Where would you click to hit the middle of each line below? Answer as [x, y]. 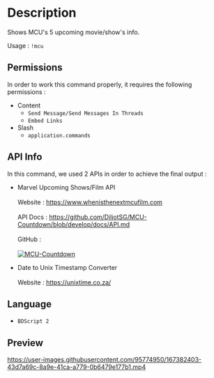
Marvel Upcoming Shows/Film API [66, 187]
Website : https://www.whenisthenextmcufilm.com [90, 202]
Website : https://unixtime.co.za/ [64, 282]
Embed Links [45, 121]
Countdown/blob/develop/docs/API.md [74, 224]
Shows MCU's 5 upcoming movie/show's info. [74, 32]
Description [42, 13]
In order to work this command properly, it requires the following [100, 84]
